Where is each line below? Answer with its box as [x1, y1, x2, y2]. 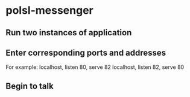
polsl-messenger [5, 4, 94, 17]
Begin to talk [5, 81, 54, 91]
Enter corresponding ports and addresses [5, 47, 166, 57]
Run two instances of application [5, 28, 132, 38]
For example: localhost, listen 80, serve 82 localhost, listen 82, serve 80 [5, 63, 185, 71]
